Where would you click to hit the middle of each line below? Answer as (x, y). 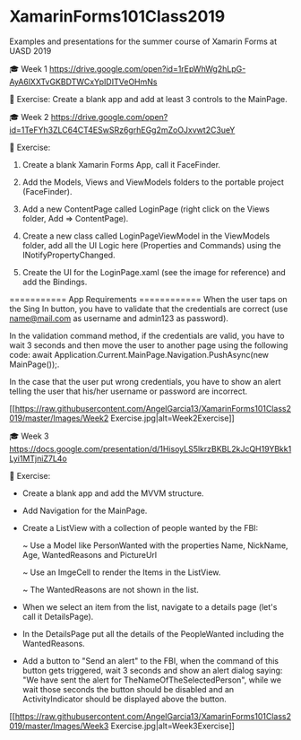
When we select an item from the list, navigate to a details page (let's (150, 606)
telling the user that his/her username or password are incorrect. (129, 391)
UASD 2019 (30, 50)
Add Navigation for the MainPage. (85, 510)
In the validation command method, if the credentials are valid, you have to (147, 335)
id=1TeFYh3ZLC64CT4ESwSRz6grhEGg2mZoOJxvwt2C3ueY (122, 130)
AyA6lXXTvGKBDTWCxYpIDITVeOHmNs (83, 82)
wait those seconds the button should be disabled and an (128, 689)
